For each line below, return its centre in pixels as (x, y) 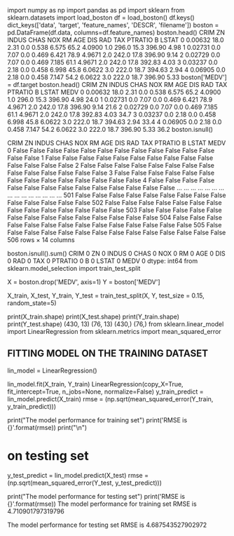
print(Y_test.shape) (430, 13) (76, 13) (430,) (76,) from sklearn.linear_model (116, 324)
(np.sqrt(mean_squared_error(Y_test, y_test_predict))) (85, 483)
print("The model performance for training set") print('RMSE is (97, 420)
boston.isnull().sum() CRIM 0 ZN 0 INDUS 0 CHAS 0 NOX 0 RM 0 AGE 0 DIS (116, 253)
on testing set (48, 456)
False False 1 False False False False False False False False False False (110, 158)
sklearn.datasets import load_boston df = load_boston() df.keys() (101, 18)
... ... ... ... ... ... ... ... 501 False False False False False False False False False (117, 195)
